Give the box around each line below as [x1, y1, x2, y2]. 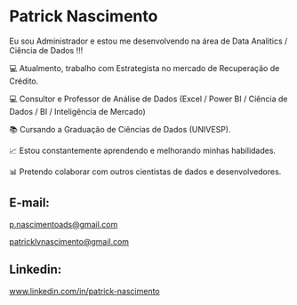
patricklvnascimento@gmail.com [9, 236, 130, 246]
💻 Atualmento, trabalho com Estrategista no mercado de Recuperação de [9, 62, 280, 73]
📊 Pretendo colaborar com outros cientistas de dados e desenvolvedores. [9, 166, 282, 177]
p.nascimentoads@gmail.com [9, 219, 118, 229]
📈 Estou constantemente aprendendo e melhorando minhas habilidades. [9, 145, 277, 156]
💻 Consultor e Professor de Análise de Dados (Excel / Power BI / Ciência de [9, 93, 288, 104]
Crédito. [9, 76, 39, 86]
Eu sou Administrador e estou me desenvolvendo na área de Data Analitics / [9, 36, 288, 46]
